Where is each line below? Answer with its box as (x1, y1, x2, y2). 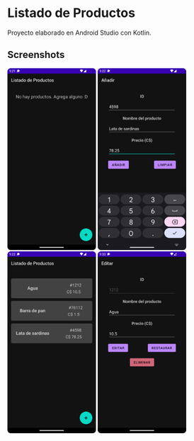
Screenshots (7, 49, 65, 61)
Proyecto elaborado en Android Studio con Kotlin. (7, 28, 152, 37)
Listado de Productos (7, 5, 136, 21)
